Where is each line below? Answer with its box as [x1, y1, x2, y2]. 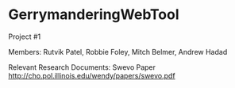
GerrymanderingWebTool [8, 6, 180, 24]
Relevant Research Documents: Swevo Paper [8, 62, 156, 72]
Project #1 [8, 32, 41, 41]
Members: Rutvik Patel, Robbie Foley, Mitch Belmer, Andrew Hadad [8, 47, 228, 56]
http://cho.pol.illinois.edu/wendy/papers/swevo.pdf [8, 71, 176, 80]
